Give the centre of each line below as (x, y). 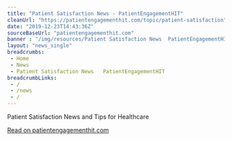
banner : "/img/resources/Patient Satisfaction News (85, 39)
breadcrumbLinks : (32, 78)
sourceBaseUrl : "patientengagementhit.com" (71, 33)
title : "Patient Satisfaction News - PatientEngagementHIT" (96, 13)
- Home (20, 59)
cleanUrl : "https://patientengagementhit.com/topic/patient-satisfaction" (117, 20)
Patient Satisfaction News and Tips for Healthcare (78, 117)
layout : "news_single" (40, 46)
